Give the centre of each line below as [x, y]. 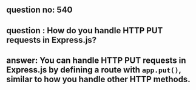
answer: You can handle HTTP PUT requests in [96, 61]
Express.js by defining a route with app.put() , [94, 70]
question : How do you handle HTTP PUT [85, 31]
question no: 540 [39, 10]
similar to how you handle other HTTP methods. [98, 79]
